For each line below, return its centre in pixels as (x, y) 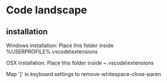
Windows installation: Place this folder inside (60, 45)
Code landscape (47, 10)
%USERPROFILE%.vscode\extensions (52, 52)
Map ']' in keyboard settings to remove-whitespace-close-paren (83, 74)
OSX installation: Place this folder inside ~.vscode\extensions (80, 63)
